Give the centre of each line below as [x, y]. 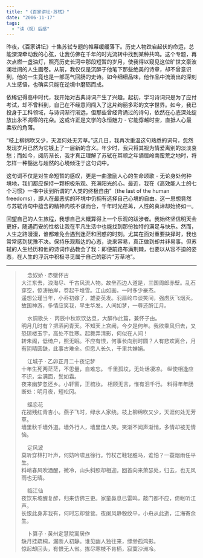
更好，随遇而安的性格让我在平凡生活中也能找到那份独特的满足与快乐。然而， [101, 227]
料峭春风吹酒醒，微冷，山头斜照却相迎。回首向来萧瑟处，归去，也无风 [108, 470]
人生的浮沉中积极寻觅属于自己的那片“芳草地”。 [80, 257]
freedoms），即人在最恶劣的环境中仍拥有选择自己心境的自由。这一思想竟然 [99, 199]
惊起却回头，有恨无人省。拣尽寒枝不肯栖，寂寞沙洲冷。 [90, 549]
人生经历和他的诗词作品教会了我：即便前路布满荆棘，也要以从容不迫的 [104, 249]
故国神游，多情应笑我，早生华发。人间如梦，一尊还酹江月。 [95, 305]
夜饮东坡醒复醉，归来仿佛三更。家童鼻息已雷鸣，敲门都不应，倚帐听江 [108, 498]
